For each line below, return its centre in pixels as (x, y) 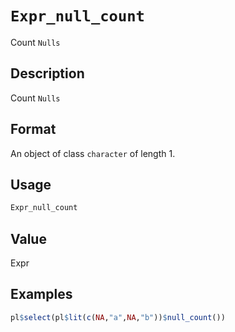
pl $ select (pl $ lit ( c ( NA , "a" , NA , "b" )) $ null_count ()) (118, 317)
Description (47, 73)
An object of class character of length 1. (93, 153)
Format (33, 129)
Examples (41, 294)
